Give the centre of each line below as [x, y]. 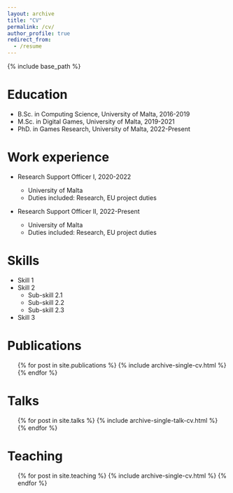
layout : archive [31, 14]
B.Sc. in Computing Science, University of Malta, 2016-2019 [104, 114]
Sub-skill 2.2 [46, 302]
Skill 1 [26, 280]
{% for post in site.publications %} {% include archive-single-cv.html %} [122, 365]
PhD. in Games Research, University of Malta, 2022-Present [104, 129]
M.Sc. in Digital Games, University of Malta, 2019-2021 [96, 121]
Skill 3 [26, 317]
